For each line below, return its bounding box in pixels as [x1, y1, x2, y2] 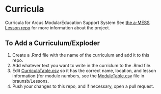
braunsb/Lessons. [12, 78, 49, 84]
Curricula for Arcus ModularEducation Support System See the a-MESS [5, 20, 150, 25]
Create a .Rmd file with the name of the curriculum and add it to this [12, 52, 150, 58]
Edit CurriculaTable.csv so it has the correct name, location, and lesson [12, 68, 156, 73]
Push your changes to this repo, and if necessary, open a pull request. [12, 83, 155, 89]
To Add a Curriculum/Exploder [5, 39, 100, 47]
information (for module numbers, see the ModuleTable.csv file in [12, 72, 145, 79]
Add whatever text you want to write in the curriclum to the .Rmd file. [12, 62, 152, 68]
